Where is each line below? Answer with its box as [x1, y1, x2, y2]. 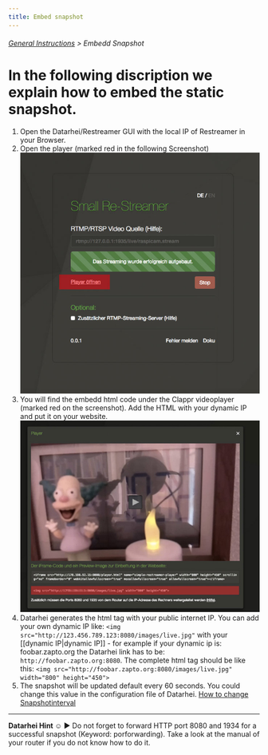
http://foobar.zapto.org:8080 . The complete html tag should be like [19, 655, 246, 665]
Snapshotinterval [19, 698, 76, 707]
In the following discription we [8, 66, 213, 85]
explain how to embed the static [8, 84, 225, 101]
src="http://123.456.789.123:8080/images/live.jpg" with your [19, 630, 228, 639]
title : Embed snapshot [8, 13, 84, 21]
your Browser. [19, 136, 66, 145]
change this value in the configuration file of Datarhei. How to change [19, 689, 249, 698]
